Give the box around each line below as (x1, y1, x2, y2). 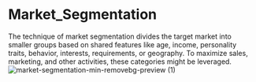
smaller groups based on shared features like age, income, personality (8, 39, 237, 49)
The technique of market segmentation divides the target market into (8, 32, 232, 41)
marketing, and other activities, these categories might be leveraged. (8, 57, 232, 66)
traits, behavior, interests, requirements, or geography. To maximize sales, (8, 48, 248, 58)
